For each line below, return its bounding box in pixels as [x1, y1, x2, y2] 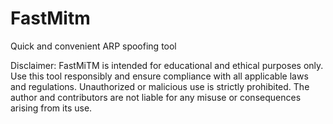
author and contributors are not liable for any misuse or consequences [10, 91, 302, 103]
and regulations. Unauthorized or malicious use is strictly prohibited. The [10, 80, 310, 92]
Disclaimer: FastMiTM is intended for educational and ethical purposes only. [10, 59, 324, 71]
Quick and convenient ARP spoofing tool [10, 40, 177, 52]
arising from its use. [10, 102, 93, 114]
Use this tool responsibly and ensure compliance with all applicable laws [10, 70, 309, 82]
